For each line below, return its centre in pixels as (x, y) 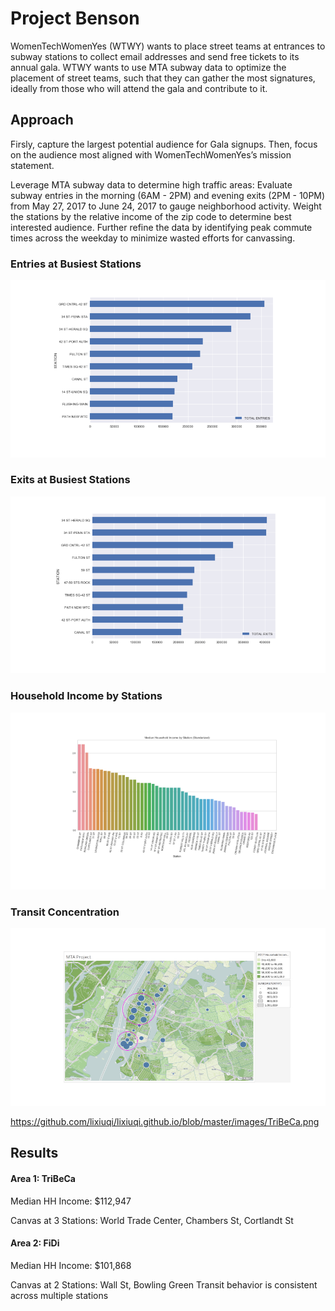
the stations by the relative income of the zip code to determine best (151, 216)
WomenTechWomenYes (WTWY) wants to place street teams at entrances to (168, 46)
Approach (42, 120)
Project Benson (75, 18)
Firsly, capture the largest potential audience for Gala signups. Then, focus (164, 144)
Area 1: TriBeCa (43, 1178)
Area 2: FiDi (35, 1243)
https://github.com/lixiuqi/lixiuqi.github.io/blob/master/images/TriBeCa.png (165, 1121)
